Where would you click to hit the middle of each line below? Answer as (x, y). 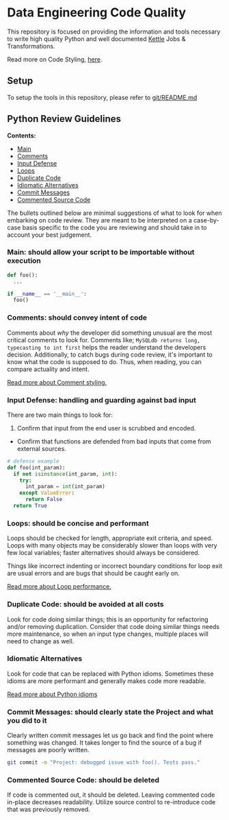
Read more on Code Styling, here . (55, 59)
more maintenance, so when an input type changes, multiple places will (108, 634)
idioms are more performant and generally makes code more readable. (107, 681)
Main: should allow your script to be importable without (101, 253)
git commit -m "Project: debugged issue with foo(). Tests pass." (104, 763)
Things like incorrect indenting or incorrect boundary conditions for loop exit (115, 566)
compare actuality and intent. (49, 369)
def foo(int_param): (37, 467)
